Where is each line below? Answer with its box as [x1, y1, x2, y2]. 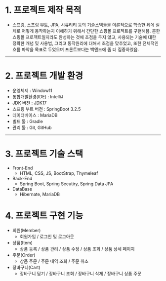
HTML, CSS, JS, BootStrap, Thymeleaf [19, 170, 98, 176]
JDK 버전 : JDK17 [12, 100, 47, 106]
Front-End [12, 165, 33, 171]
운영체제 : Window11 [12, 87, 53, 93]
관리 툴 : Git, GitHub [12, 124, 52, 130]
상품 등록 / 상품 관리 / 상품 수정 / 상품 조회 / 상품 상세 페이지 [19, 245, 135, 252]
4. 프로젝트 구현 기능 [5, 210, 83, 221]
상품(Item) [12, 240, 33, 245]
